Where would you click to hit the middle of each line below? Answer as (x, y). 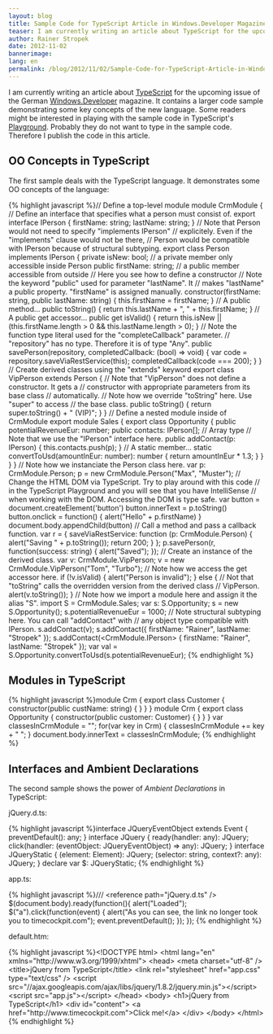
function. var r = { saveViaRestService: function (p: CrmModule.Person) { (131, 533)
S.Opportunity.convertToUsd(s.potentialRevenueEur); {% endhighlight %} (131, 655)
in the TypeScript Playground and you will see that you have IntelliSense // (132, 490)
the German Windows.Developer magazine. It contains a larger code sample (136, 101)
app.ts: (20, 879)
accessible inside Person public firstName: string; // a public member (124, 265)
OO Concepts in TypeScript (79, 161)
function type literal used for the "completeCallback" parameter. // (119, 335)
